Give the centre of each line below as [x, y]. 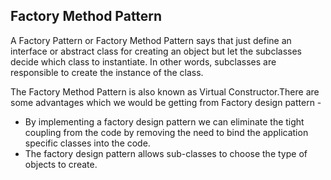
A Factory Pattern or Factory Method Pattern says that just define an [151, 40]
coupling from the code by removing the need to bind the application [166, 132]
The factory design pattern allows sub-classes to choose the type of [166, 153]
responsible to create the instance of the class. [107, 72]
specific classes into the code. [87, 143]
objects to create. [61, 164]
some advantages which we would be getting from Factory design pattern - [166, 102]
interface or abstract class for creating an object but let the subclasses [156, 51]
